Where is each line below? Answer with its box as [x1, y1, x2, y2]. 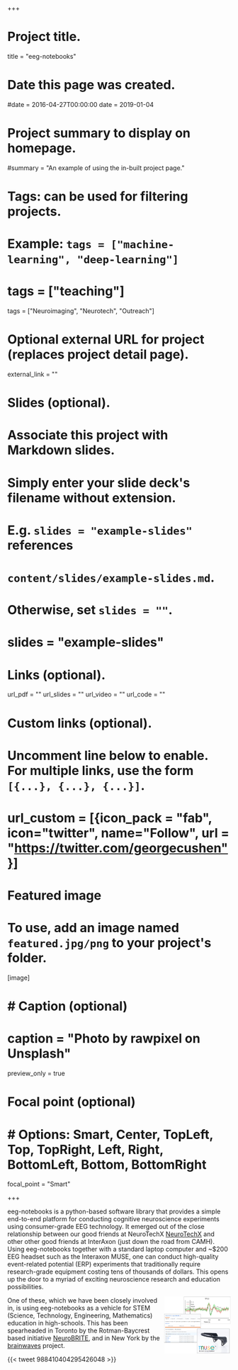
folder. [7, 950, 47, 966]
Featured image [7, 888, 101, 904]
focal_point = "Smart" [7, 1180, 71, 1189]
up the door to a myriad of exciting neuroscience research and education [7, 1275, 221, 1284]
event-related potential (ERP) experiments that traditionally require [7, 1260, 200, 1269]
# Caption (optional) [7, 998, 128, 1014]
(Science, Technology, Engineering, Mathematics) [7, 1311, 153, 1320]
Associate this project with [7, 427, 169, 443]
